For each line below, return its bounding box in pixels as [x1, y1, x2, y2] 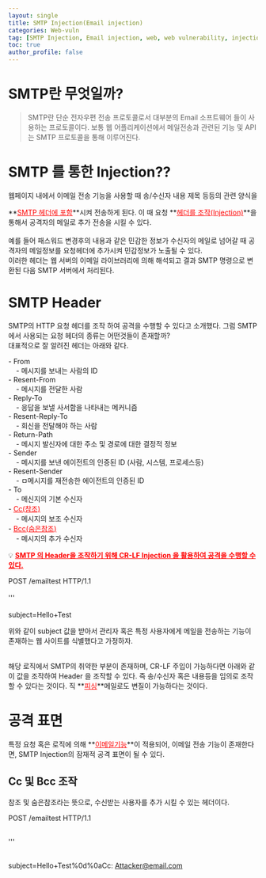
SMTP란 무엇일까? [8, 85, 124, 103]
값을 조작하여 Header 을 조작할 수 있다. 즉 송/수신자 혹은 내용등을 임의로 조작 [16, 671, 254, 681]
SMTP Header [8, 294, 101, 312]
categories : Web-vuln [8, 26, 80, 34]
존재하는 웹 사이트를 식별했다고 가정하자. [8, 636, 133, 645]
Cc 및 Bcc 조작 [8, 775, 78, 789]
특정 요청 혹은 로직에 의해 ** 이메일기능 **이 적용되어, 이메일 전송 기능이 [8, 739, 227, 749]
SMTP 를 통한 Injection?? [8, 163, 172, 181]
